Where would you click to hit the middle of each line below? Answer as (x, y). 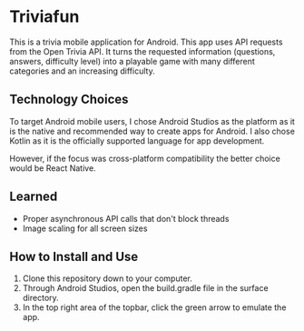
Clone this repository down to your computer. (108, 278)
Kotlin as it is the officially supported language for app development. (137, 140)
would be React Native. (53, 168)
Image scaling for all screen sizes (85, 228)
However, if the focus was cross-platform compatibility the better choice (145, 158)
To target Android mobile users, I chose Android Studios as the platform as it (152, 121)
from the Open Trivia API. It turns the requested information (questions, (142, 51)
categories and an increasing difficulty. (83, 71)
